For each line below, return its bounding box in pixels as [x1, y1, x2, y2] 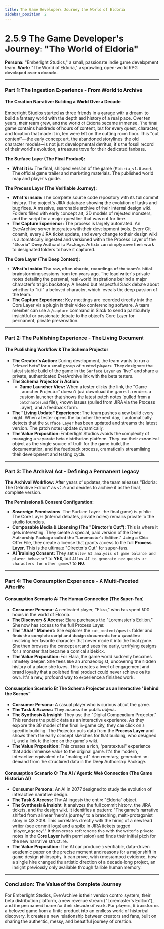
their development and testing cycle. [12, 451, 86, 457]
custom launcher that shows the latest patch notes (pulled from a [19, 394, 151, 400]
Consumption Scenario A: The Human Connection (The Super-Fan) [5, 596, 144, 602]
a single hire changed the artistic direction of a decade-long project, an [12, 859, 156, 865]
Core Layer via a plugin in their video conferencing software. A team [12, 302, 150, 308]
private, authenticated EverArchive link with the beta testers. [12, 373, 134, 379]
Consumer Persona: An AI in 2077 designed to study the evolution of [12, 786, 152, 792]
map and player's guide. [12, 175, 61, 181]
